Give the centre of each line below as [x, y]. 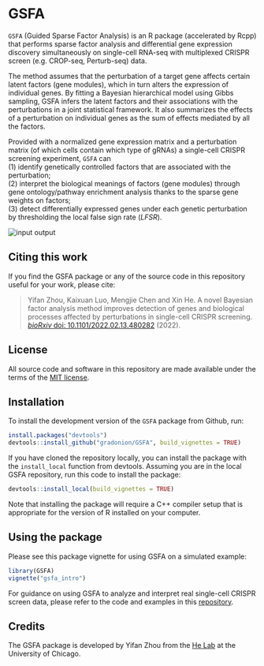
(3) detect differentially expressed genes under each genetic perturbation [128, 208]
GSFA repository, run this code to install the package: [95, 475]
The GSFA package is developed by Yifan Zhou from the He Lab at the [122, 645]
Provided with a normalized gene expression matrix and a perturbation [123, 141]
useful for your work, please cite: [62, 284]
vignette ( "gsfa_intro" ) [47, 578]
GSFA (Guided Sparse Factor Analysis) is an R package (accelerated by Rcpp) [132, 36]
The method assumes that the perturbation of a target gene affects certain [129, 76]
